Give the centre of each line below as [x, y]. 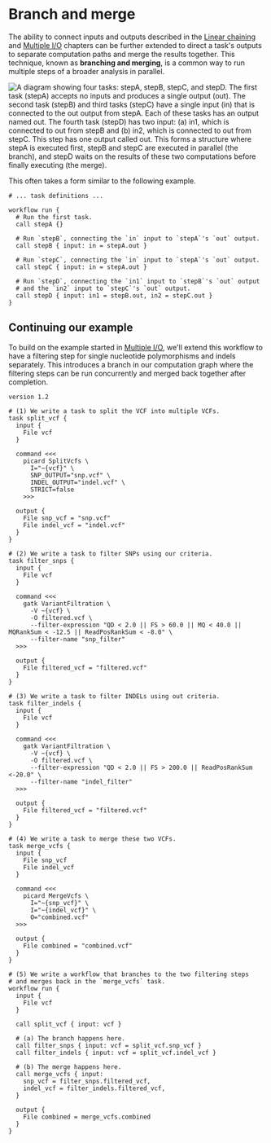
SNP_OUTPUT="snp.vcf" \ [70, 475]
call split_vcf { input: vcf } [69, 1024]
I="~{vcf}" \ [52, 468]
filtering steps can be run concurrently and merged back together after [127, 373]
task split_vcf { [38, 418]
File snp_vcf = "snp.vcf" [67, 518]
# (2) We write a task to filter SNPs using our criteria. [111, 554]
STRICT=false [52, 490]
